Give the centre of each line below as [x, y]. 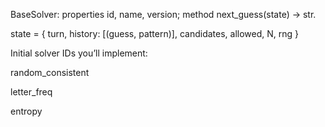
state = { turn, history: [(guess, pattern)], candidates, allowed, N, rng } [154, 33]
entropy [26, 111]
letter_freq [31, 92]
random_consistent [50, 72]
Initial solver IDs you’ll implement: [79, 53]
